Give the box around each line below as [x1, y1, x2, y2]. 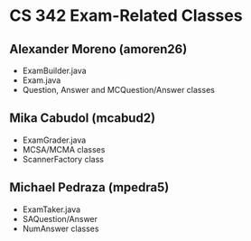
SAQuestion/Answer [22, 213, 98, 224]
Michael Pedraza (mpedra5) [9, 180, 170, 195]
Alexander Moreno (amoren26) [9, 42, 188, 57]
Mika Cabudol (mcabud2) [9, 110, 156, 126]
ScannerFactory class [22, 153, 104, 164]
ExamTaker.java [22, 204, 81, 215]
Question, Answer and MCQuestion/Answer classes [22, 85, 215, 95]
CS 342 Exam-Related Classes [9, 5, 243, 26]
